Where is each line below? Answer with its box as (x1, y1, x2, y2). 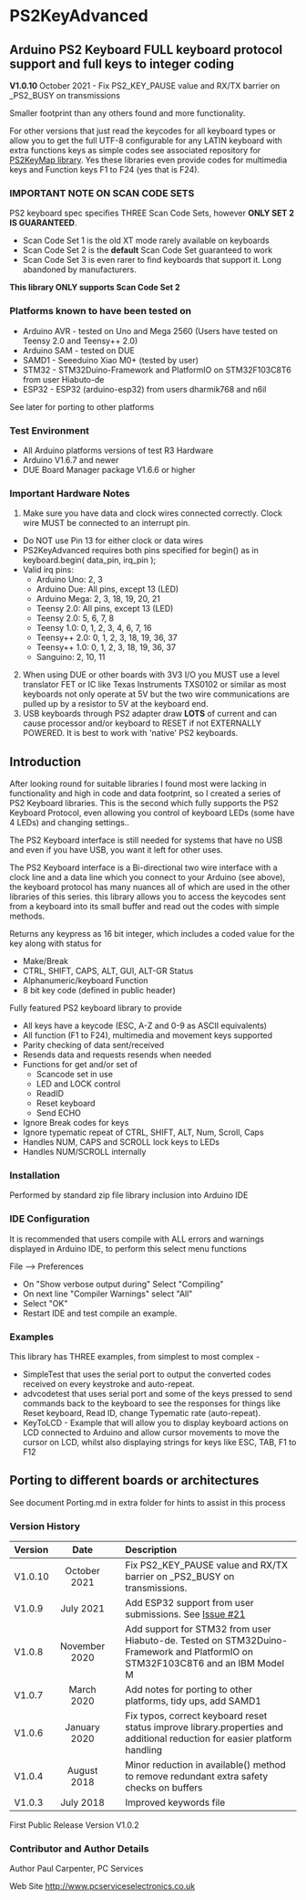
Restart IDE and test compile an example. (22, 1307, 178, 1318)
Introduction (9, 754, 82, 770)
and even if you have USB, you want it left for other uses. (9, 845, 223, 855)
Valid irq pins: (22, 564, 75, 575)
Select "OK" (22, 1297, 68, 1308)
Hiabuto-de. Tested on (125, 1634, 223, 1646)
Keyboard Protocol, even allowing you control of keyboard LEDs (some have (9, 807, 295, 818)
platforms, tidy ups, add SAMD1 (125, 1695, 262, 1707)
